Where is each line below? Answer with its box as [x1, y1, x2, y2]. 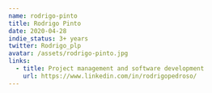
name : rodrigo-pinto [8, 11, 78, 20]
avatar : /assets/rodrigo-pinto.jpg [8, 49, 129, 57]
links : [8, 57, 31, 66]
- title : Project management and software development [15, 65, 205, 73]
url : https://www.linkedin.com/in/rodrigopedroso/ [23, 72, 197, 80]
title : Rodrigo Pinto [8, 19, 82, 27]
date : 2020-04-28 [8, 27, 67, 35]
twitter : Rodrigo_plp [8, 42, 82, 50]
